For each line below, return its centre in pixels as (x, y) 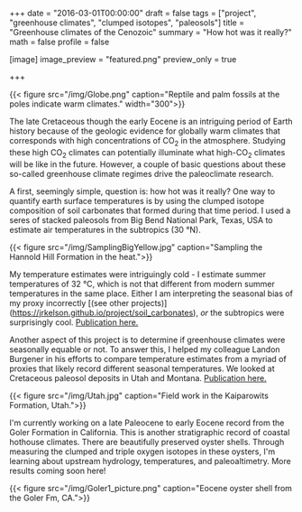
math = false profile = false (59, 42)
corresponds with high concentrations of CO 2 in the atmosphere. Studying (147, 142)
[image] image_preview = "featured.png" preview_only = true (123, 59)
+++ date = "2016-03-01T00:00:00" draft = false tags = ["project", (133, 13)
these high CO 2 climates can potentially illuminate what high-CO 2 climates (147, 153)
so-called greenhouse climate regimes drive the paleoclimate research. (142, 173)
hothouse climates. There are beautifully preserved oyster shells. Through (147, 442)
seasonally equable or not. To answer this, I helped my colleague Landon (145, 349)
